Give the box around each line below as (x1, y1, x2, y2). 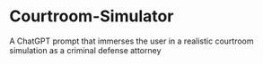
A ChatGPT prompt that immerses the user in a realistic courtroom (9, 36, 254, 46)
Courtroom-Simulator (9, 6, 174, 27)
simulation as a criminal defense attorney (9, 44, 162, 55)
